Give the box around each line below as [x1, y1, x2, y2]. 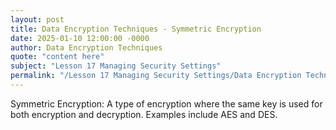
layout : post [10, 14, 65, 25]
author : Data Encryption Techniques [10, 42, 163, 53]
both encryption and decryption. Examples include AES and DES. [10, 108, 278, 120]
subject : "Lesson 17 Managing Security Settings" [10, 61, 222, 71]
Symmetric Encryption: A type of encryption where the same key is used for [10, 97, 323, 110]
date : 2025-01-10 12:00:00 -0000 [10, 33, 150, 43]
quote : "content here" [10, 52, 105, 62]
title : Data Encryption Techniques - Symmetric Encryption [10, 24, 262, 34]
